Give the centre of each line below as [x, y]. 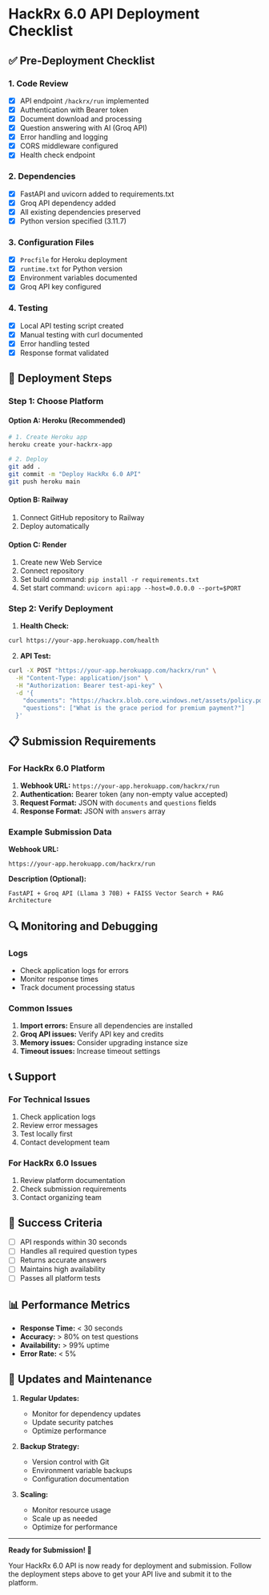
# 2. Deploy [28, 459]
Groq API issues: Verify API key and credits [92, 1034]
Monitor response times [59, 979]
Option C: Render [38, 544]
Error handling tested [55, 343]
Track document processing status [77, 987]
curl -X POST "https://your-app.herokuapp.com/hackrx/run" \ [112, 671]
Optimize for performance [74, 1527]
